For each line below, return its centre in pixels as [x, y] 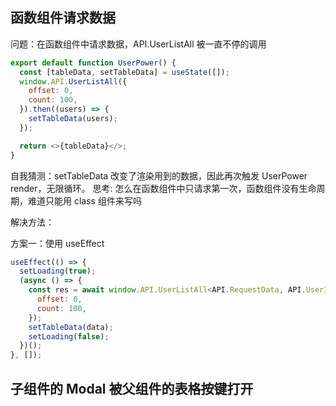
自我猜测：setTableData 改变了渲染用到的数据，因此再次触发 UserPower [159, 175]
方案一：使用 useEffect [57, 243]
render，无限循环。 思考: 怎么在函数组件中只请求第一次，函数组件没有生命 [163, 188]
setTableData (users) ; [73, 119]
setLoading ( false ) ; [69, 336]
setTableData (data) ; [71, 327]
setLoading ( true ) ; [58, 271]
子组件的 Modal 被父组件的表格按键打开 [132, 388]
